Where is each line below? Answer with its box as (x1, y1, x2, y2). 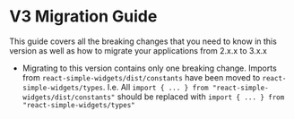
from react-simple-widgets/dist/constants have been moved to (22, 72, 261, 82)
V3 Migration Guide (9, 6, 158, 27)
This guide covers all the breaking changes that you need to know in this (9, 36, 278, 47)
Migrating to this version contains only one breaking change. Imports (22, 63, 278, 73)
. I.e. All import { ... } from (102, 81, 209, 92)
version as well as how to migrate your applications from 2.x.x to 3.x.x (9, 45, 267, 55)
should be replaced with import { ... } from (117, 91, 285, 102)
